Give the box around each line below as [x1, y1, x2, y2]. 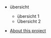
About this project [9, 28, 46, 33]
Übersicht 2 [17, 19, 41, 24]
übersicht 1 [17, 13, 40, 19]
